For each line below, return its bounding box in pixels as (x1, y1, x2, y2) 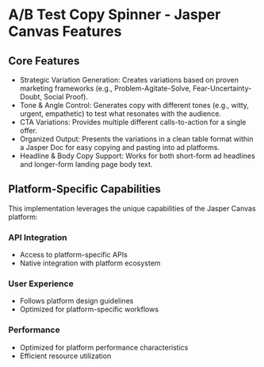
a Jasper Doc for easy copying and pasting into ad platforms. (19, 143, 220, 152)
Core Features (8, 54, 80, 68)
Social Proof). (43, 92, 89, 101)
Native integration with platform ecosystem (19, 258, 161, 268)
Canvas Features (8, 22, 122, 41)
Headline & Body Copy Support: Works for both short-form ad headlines (19, 151, 255, 160)
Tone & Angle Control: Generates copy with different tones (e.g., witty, (19, 101, 250, 110)
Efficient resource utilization (19, 351, 112, 361)
